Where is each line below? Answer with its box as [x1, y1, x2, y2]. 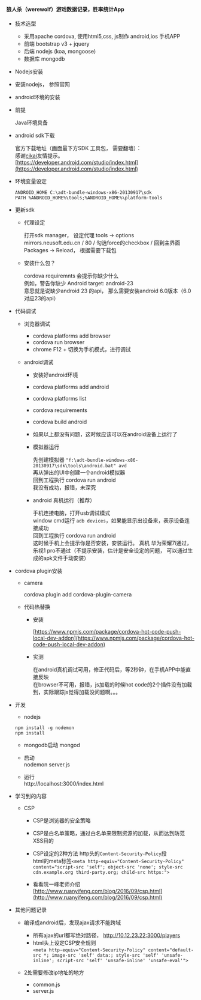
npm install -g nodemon [14, 725, 75, 731]
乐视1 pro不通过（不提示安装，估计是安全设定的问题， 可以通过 [32, 547, 188, 554]
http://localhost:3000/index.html [23, 780, 104, 787]
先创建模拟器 [32, 456, 65, 464]
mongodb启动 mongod [23, 742, 81, 749]
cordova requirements [32, 407, 88, 414]
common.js [32, 981, 60, 988]
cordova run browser [32, 339, 85, 346]
